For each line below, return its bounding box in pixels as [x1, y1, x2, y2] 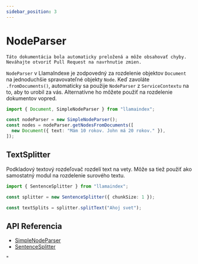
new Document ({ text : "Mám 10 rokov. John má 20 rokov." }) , [11, 128, 166, 134]
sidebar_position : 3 [6, 8, 58, 15]
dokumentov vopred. [6, 94, 58, 101]
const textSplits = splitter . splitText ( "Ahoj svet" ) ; [6, 205, 142, 211]
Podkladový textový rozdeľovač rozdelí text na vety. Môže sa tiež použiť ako [6, 166, 192, 173]
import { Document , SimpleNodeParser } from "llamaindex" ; [6, 106, 155, 112]
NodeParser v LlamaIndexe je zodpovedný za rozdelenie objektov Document [6, 69, 187, 77]
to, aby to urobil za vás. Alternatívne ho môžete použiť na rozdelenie [6, 88, 173, 96]
